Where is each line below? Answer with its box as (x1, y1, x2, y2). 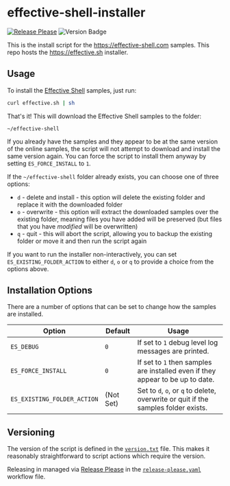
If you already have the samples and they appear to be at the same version (7, 137, 218, 146)
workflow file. (7, 472, 46, 481)
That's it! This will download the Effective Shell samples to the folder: (7, 112, 202, 120)
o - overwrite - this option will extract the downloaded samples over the (16, 207, 219, 216)
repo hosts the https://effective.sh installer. (7, 48, 129, 56)
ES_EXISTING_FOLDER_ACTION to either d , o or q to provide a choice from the (7, 257, 214, 266)
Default (105, 326, 130, 336)
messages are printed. (137, 347, 209, 356)
